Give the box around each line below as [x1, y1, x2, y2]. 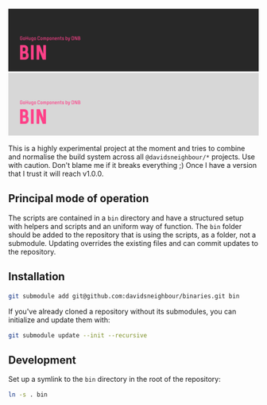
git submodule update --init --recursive [8, 331, 148, 339]
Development [8, 353, 77, 367]
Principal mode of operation [8, 192, 149, 205]
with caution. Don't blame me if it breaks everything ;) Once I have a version [8, 161, 257, 169]
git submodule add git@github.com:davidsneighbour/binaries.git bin [8, 292, 240, 300]
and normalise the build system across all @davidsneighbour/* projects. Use [8, 152, 256, 162]
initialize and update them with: [8, 315, 110, 325]
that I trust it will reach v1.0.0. [8, 169, 104, 178]
